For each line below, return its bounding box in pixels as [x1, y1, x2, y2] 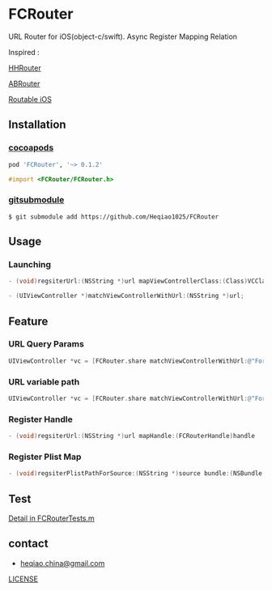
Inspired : [8, 47, 40, 57]
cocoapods [8, 142, 54, 154]
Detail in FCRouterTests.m [8, 513, 95, 523]
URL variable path [8, 376, 80, 387]
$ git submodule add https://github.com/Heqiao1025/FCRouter [8, 212, 219, 221]
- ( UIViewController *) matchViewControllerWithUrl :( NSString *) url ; [8, 292, 244, 300]
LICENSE [8, 574, 39, 584]
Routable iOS [8, 94, 53, 104]
